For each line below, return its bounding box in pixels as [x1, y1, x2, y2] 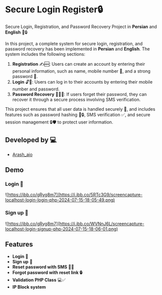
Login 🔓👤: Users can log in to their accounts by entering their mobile [12, 79, 153, 84]
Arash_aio [12, 151, 33, 157]
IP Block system [12, 284, 46, 290]
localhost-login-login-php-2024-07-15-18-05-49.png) [5, 197, 115, 203]
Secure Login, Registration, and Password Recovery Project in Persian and [5, 23, 157, 30]
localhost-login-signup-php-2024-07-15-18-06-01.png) [5, 226, 119, 232]
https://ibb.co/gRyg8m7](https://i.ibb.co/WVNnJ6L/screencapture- [8, 220, 145, 226]
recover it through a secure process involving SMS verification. [12, 96, 141, 102]
